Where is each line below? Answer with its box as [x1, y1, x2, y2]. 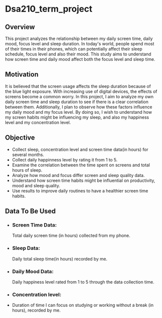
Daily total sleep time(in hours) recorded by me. [12, 256, 108, 262]
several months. [12, 152, 45, 158]
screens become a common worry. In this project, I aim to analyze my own [5, 93, 154, 99]
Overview [5, 23, 35, 31]
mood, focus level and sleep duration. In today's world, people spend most [5, 41, 154, 47]
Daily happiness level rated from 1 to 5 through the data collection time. [12, 279, 154, 285]
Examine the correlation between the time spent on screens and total [12, 162, 150, 168]
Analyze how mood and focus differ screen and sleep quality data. [12, 172, 145, 178]
